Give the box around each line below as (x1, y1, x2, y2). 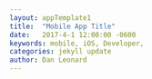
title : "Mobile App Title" (9, 22, 117, 31)
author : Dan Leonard (9, 55, 88, 64)
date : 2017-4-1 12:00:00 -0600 (9, 30, 137, 39)
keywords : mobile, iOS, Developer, (9, 38, 145, 48)
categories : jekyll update (9, 47, 112, 56)
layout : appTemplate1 (9, 13, 92, 23)
